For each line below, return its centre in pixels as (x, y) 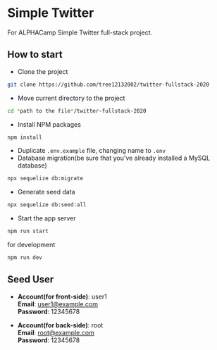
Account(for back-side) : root (60, 325)
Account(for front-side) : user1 (62, 296)
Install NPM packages (49, 124)
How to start (35, 55)
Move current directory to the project (71, 98)
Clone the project (43, 71)
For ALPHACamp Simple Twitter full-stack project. (80, 32)
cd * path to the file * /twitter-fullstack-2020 (77, 111)
